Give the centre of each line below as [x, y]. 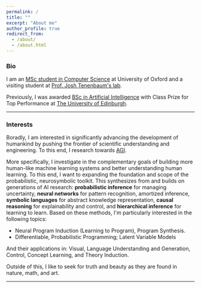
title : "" [19, 17]
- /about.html [29, 46]
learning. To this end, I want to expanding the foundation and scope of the [98, 175]
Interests [19, 125]
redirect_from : [25, 34]
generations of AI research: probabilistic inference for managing [86, 187]
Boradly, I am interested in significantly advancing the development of [92, 138]
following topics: [26, 219]
